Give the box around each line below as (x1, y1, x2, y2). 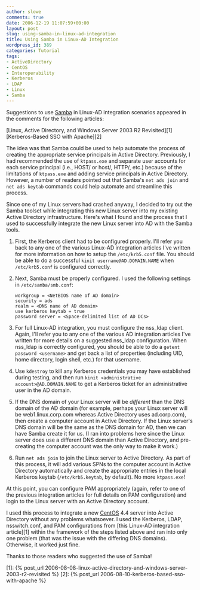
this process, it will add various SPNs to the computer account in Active (14, 460, 191, 467)
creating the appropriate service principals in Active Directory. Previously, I (6, 151, 190, 158)
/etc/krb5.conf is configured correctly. (14, 263, 112, 270)
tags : (6, 53, 20, 59)
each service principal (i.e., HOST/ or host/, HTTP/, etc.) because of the (6, 163, 183, 171)
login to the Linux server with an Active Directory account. (6, 497, 149, 504)
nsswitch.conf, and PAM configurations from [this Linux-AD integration (6, 522, 180, 529)
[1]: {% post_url (6, 564, 44, 571)
